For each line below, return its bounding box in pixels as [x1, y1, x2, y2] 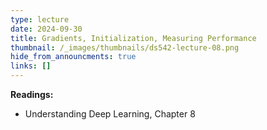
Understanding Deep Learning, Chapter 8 [24, 108, 196, 120]
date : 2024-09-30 [10, 24, 83, 34]
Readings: [10, 89, 54, 100]
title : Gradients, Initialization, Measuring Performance [10, 33, 257, 43]
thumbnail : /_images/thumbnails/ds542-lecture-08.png [10, 42, 240, 53]
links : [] [10, 61, 52, 71]
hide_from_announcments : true [10, 52, 137, 62]
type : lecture [10, 14, 70, 25]
